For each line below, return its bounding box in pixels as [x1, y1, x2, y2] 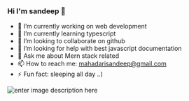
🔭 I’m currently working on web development [17, 22, 147, 31]
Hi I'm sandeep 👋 [7, 6, 66, 16]
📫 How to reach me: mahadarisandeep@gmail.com [17, 59, 167, 68]
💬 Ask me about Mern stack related [17, 52, 120, 60]
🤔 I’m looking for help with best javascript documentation [17, 45, 182, 53]
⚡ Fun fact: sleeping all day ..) [17, 70, 104, 79]
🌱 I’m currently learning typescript [17, 29, 116, 38]
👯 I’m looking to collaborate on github [17, 37, 126, 45]
